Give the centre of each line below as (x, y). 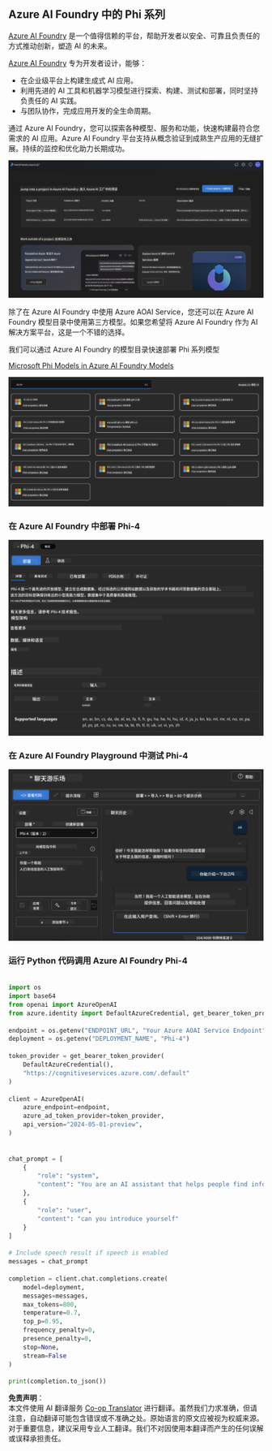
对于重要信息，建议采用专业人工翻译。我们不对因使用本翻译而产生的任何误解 (136, 1428)
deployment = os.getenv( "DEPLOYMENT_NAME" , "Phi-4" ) (99, 1039)
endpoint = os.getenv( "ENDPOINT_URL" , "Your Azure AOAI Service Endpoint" (137, 1030)
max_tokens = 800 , (51, 1304)
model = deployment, (54, 1287)
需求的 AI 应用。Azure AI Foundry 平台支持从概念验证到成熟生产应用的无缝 (132, 138)
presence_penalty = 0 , (57, 1339)
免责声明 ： (26, 1398)
